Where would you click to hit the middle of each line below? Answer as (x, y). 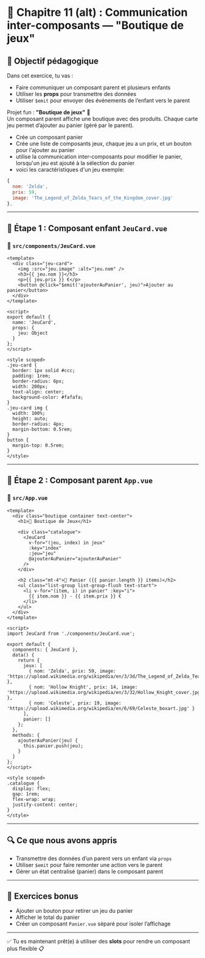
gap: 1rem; (26, 794)
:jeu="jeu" (43, 553)
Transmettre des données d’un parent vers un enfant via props (94, 858)
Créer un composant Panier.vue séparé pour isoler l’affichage (93, 924)
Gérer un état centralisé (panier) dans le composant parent (89, 871)
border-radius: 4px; (38, 424)
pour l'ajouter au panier (45, 150)
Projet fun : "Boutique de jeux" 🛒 (49, 112)
